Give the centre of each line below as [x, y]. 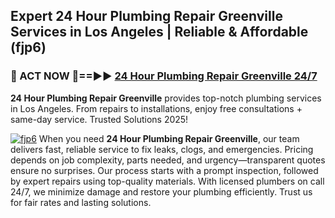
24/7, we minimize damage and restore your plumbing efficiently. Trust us [161, 191]
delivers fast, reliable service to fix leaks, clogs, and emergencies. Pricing [162, 149]
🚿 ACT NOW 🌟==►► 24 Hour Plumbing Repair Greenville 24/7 [164, 76]
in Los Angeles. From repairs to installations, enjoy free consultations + [156, 108]
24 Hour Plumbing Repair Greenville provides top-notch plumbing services [166, 98]
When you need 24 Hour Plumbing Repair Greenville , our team [169, 138]
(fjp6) [28, 47]
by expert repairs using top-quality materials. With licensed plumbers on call [167, 181]
